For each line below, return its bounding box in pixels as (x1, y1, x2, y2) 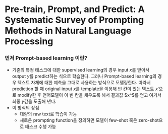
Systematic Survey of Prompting (5, 14, 144, 26)
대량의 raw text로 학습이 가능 (19, 111, 77, 117)
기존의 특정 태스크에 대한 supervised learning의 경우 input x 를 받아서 (12, 67, 150, 73)
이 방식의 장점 (12, 105, 39, 111)
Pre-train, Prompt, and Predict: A (5, 4, 145, 15)
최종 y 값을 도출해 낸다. (12, 98, 57, 104)
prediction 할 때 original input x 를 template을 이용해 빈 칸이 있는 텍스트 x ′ (12, 86, 159, 92)
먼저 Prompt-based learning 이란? (5, 54, 88, 61)
